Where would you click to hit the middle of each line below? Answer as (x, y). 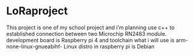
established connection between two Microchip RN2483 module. (86, 33)
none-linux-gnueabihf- (34, 46)
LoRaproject (37, 11)
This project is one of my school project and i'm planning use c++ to (91, 27)
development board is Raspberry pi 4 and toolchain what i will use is (91, 40)
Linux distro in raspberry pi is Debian (109, 46)
